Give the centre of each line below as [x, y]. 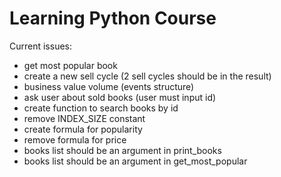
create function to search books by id [101, 108]
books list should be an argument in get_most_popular [135, 161]
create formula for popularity [83, 129]
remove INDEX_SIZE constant [84, 118]
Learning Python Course [113, 18]
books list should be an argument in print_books [122, 150]
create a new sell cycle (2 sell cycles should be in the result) [147, 76]
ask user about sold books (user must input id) [120, 97]
